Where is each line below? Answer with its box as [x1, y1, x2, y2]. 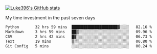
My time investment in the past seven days [5, 15, 96, 20]
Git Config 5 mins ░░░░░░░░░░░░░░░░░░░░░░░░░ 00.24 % [5, 43, 152, 48]
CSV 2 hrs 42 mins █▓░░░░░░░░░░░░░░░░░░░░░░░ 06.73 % [5, 34, 152, 39]
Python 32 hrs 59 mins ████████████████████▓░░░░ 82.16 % [5, 24, 152, 30]
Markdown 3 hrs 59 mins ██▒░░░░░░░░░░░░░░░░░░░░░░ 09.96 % [5, 29, 152, 34]
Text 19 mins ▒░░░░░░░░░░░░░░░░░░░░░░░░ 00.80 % [5, 39, 152, 44]
